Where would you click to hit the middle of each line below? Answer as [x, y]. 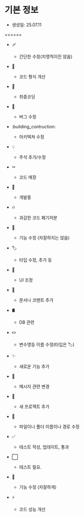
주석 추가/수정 [32, 157]
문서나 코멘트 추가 [36, 300]
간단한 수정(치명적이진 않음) [46, 56]
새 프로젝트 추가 [34, 406]
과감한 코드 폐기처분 [38, 217]
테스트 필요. [30, 467]
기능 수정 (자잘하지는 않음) [44, 238]
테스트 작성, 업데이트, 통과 [44, 447]
